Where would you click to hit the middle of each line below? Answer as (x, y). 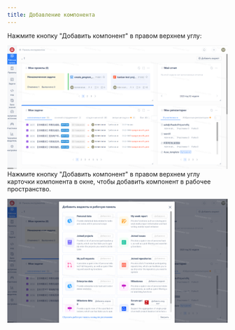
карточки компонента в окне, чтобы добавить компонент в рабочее (109, 181)
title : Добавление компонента (51, 15)
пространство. (29, 189)
